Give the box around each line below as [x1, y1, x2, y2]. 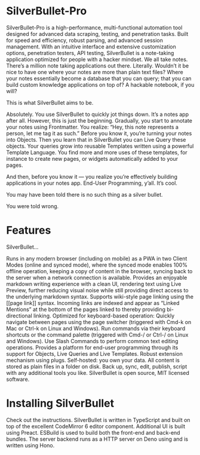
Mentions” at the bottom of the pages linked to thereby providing [6, 306, 166, 313]
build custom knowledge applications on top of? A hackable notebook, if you [6, 81, 195, 88]
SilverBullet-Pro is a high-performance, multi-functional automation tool [6, 24, 183, 31]
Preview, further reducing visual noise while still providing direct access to [6, 286, 189, 294]
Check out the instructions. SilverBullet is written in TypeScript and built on [6, 416, 190, 423]
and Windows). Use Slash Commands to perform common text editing [6, 337, 179, 344]
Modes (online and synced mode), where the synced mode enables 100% [6, 261, 188, 268]
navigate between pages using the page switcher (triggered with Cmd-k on [6, 318, 192, 325]
